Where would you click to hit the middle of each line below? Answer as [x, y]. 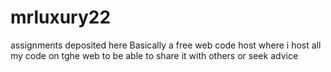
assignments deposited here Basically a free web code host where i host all [166, 45]
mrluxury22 [61, 17]
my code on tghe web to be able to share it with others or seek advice [154, 55]
